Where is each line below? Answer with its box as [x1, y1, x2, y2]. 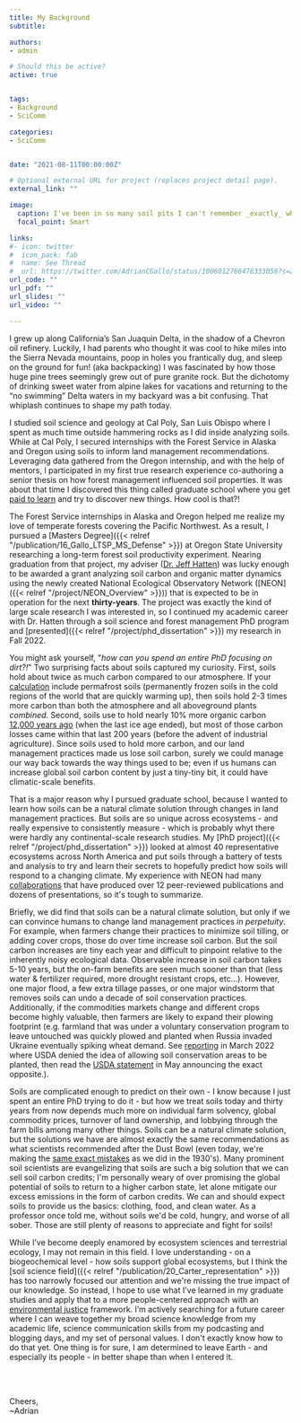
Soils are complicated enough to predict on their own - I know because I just [9, 1085, 291, 1096]
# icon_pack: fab [9, 250, 78, 259]
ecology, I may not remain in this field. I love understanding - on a [9, 1246, 251, 1257]
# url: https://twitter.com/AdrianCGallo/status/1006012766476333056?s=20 [9, 267, 298, 277]
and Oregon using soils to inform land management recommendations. [9, 445, 271, 456]
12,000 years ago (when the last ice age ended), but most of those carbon [9, 719, 284, 730]
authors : [9, 38, 42, 47]
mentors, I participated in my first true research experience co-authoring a [9, 464, 284, 476]
